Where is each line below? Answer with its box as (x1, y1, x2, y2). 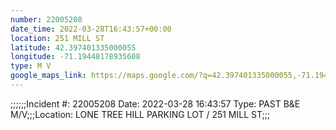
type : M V (10, 61, 52, 71)
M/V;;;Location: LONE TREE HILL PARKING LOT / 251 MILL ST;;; (10, 108, 271, 120)
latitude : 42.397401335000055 (10, 42, 137, 53)
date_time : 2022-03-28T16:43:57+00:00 (10, 24, 172, 34)
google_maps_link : (10, 71, 87, 81)
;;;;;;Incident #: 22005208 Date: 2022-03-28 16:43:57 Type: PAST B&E (10, 97, 301, 110)
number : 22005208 (10, 14, 83, 25)
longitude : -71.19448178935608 (10, 52, 141, 62)
